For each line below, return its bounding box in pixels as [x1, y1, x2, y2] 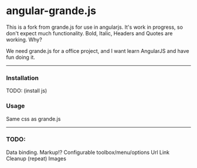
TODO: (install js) [6, 87, 47, 95]
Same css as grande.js [6, 115, 61, 122]
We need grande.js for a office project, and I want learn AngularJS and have [6, 47, 189, 54]
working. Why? [6, 36, 42, 43]
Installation [6, 73, 39, 82]
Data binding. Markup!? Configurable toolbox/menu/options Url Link [6, 149, 170, 156]
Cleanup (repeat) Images [6, 154, 66, 162]
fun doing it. [6, 53, 35, 61]
